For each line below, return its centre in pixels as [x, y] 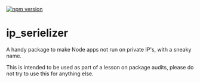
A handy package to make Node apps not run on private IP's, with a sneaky [99, 49]
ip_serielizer [37, 33]
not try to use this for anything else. [50, 74]
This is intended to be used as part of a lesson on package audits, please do [100, 67]
